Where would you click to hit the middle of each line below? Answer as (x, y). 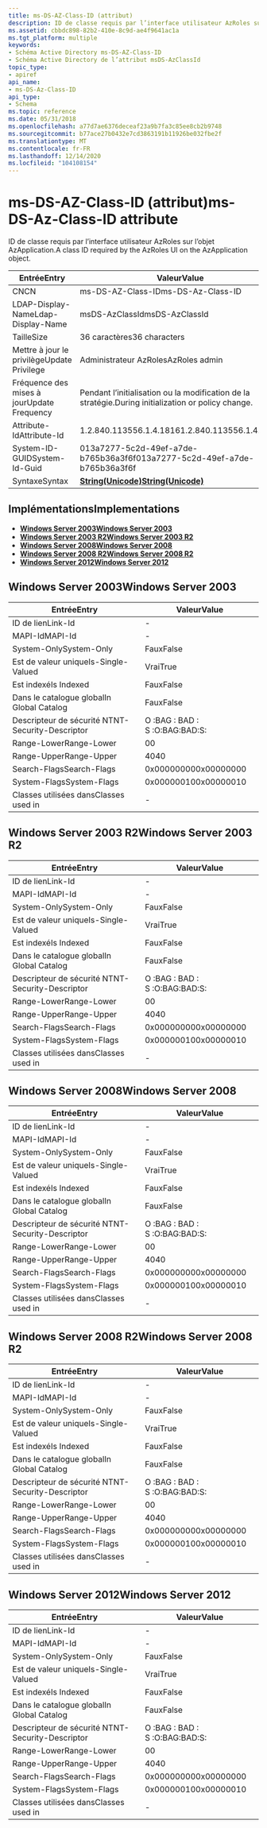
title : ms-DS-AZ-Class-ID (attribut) (71, 15)
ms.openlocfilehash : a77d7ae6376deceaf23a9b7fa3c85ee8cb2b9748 (115, 126)
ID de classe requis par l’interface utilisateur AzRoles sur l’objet (111, 242)
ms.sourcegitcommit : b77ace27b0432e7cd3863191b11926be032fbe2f (115, 133)
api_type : (25, 97)
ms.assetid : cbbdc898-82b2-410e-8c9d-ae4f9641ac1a (94, 30)
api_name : (25, 82)
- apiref (23, 75)
